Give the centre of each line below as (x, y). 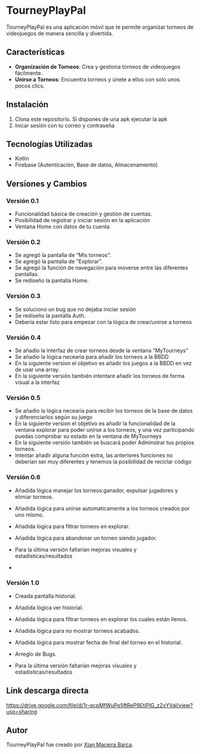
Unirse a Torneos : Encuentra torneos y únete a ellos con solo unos (97, 79)
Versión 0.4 (24, 337)
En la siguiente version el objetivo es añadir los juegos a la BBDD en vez (103, 363)
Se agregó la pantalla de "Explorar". (59, 262)
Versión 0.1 (22, 201)
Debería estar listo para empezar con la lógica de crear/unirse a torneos (103, 322)
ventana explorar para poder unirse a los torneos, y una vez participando (104, 430)
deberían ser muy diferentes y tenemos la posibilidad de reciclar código (103, 462)
